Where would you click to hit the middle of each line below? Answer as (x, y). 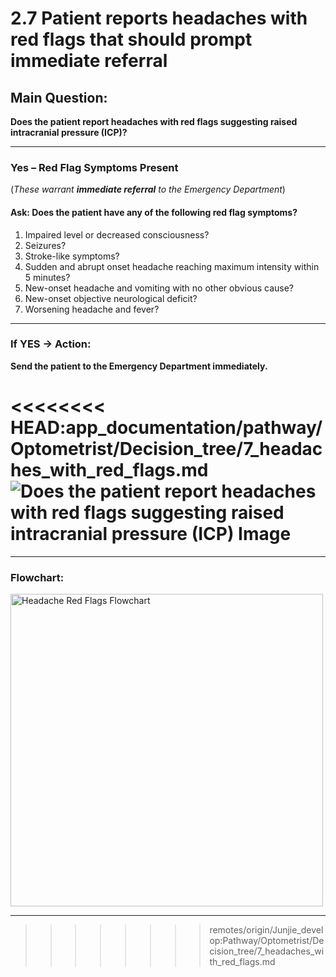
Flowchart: (37, 577)
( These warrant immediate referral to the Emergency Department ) (148, 189)
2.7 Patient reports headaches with (159, 18)
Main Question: (59, 97)
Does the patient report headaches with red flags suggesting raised (154, 121)
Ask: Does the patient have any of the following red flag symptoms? (154, 212)
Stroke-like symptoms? (72, 256)
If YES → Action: (51, 344)
